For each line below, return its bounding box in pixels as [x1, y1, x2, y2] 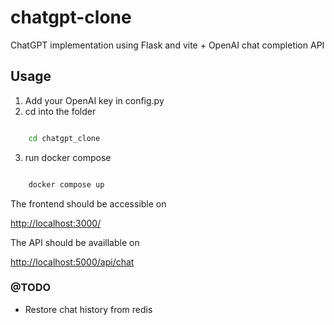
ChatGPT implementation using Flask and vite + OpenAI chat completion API [10, 39, 325, 51]
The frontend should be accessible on [10, 197, 167, 210]
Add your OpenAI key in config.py [24, 94, 165, 106]
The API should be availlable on [10, 236, 140, 248]
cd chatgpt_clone [28, 133, 101, 143]
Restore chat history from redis [24, 303, 153, 315]
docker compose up [28, 179, 105, 190]
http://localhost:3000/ [10, 217, 102, 229]
